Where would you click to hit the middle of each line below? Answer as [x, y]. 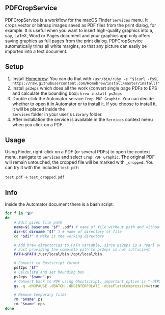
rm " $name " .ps [28, 299]
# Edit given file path [38, 223]
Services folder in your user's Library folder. [57, 114]
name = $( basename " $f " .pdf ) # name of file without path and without [88, 227]
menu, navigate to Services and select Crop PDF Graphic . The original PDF [80, 157]
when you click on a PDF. [38, 124]
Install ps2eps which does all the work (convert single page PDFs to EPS [84, 88]
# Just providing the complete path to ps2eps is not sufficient [82, 250]
